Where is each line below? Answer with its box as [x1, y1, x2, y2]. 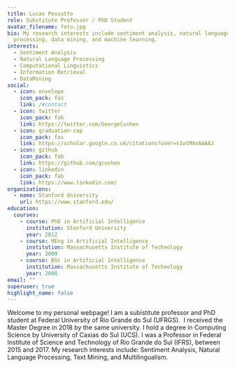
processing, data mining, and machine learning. [13, 36, 158, 43]
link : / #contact [20, 101, 68, 108]
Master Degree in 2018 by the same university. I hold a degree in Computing [7, 323, 227, 332]
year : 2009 [25, 251, 58, 258]
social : [7, 82, 30, 89]
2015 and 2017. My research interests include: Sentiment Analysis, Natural [7, 346, 220, 354]
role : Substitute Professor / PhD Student [7, 17, 133, 24]
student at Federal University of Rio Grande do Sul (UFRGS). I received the [7, 316, 224, 325]
